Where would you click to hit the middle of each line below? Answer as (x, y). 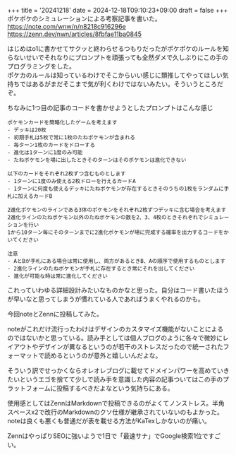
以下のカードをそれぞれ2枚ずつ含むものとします (67, 174)
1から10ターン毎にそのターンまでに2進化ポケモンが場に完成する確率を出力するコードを (116, 232)
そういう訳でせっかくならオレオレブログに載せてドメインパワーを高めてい (115, 371)
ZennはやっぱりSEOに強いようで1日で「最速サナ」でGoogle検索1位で (108, 436)
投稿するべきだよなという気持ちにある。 (115, 388)
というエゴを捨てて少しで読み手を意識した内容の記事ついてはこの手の (121, 379)
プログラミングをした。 (41, 66)
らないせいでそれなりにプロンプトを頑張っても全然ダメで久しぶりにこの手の (118, 57)
